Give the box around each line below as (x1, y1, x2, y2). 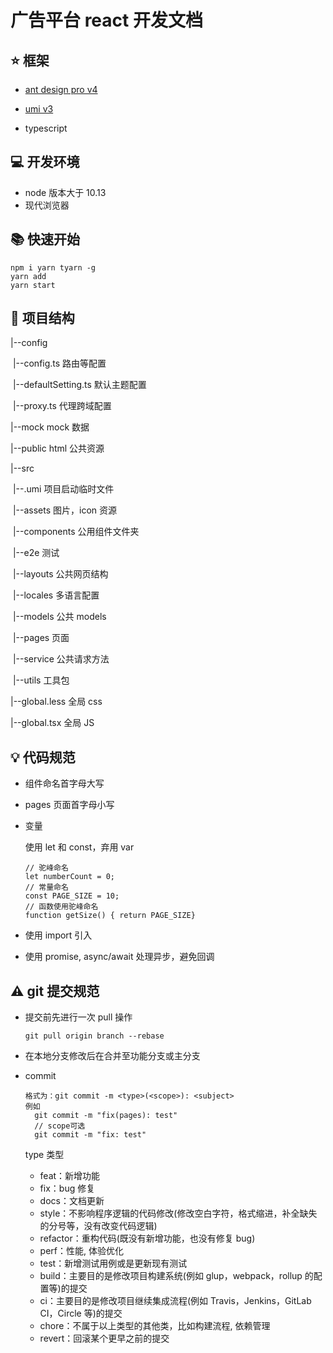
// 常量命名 (24, 882, 69, 893)
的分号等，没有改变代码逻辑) (39, 1220, 158, 1232)
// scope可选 (34, 1121, 86, 1131)
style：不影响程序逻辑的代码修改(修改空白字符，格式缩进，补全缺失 (39, 1207, 318, 1220)
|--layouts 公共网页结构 (12, 568, 109, 580)
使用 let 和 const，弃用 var (24, 841, 135, 853)
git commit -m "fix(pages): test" (34, 1111, 178, 1121)
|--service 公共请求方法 (12, 653, 110, 665)
